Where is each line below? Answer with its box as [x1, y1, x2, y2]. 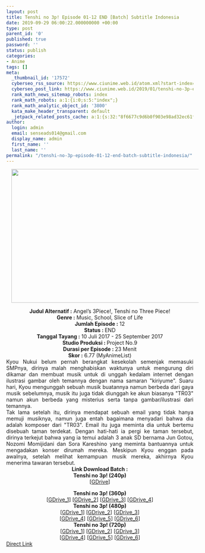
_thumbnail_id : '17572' [11, 75, 70, 81]
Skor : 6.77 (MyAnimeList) [68, 352, 132, 359]
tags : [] [6, 64, 28, 70]
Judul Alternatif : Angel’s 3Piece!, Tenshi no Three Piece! [29, 307, 171, 315]
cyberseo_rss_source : [11, 81, 65, 87]
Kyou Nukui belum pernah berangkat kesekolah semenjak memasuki [6, 358, 194, 366]
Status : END [84, 326, 116, 334]
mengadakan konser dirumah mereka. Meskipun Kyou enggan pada [6, 447, 194, 454]
